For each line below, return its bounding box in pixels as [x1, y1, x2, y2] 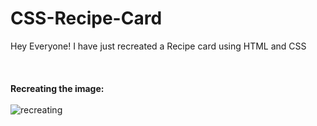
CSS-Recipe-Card [10, 7, 163, 30]
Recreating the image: [10, 82, 105, 94]
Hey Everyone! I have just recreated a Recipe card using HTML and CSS [10, 40, 307, 52]
